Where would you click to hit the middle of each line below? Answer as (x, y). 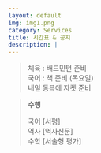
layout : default (35, 15)
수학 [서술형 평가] (54, 141)
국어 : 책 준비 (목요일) (60, 78)
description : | (33, 45)
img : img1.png (32, 23)
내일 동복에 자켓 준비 (59, 88)
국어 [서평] (44, 121)
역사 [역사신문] (50, 132)
